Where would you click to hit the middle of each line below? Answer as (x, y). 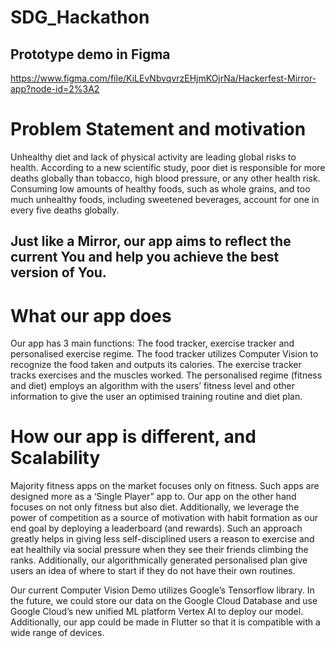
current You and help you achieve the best (145, 257)
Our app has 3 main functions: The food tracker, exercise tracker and (152, 343)
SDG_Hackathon (80, 17)
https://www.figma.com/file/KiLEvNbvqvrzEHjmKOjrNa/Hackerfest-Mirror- (163, 78)
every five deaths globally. (65, 210)
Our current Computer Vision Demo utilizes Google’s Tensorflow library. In (162, 590)
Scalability (55, 458)
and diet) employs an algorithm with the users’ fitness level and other (152, 386)
